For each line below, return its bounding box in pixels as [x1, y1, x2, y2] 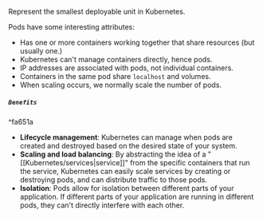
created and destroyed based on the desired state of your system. [19, 141, 237, 150]
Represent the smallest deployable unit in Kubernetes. [8, 7, 186, 16]
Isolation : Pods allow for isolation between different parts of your [19, 183, 234, 192]
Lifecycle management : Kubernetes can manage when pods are [19, 132, 233, 142]
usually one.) [19, 46, 63, 55]
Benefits [8, 98, 37, 106]
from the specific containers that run [130, 157, 250, 167]
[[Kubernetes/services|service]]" [19, 157, 129, 167]
